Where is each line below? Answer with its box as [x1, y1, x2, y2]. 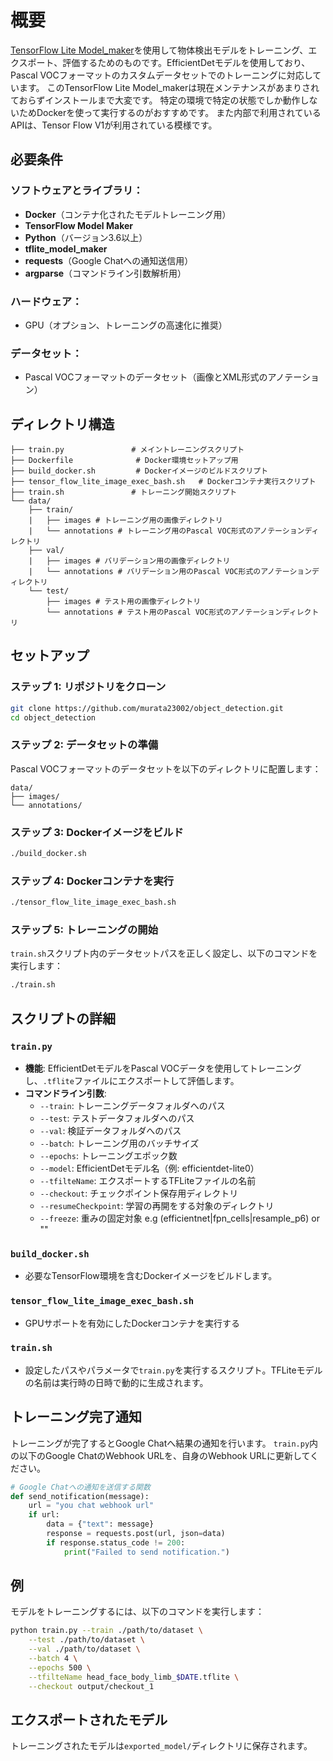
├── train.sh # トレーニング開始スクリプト [10, 487, 238, 498]
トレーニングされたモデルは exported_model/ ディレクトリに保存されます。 [10, 1740, 313, 1752]
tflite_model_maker [24, 242, 108, 255]
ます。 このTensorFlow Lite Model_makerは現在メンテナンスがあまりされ [18, 81, 320, 93]
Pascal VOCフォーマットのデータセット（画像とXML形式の [24, 371, 268, 383]
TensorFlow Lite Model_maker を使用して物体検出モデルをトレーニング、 [10, 44, 309, 56]
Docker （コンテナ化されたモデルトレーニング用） [24, 208, 232, 220]
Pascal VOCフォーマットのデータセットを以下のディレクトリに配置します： [10, 762, 322, 775]
